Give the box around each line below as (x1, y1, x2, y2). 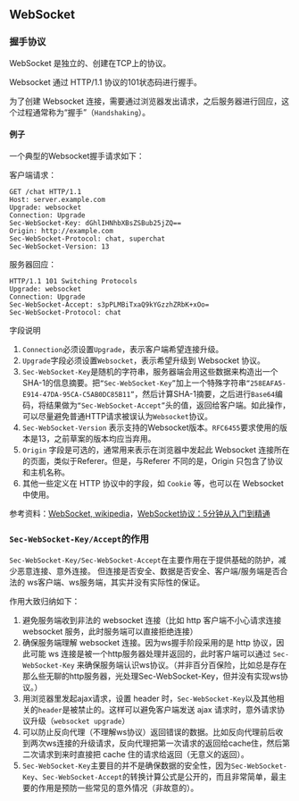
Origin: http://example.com (9, 226, 114, 235)
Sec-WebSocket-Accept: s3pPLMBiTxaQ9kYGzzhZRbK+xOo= (9, 299, 210, 309)
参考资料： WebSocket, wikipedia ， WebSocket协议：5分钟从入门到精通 (9, 508, 270, 519)
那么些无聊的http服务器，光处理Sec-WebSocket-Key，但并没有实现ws (21, 670, 281, 682)
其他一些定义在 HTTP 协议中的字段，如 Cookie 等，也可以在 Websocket (21, 477, 284, 488)
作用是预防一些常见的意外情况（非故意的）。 (37, 782, 199, 794)
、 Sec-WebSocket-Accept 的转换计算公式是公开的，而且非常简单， (34, 771, 271, 782)
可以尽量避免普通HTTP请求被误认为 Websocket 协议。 (21, 410, 212, 421)
